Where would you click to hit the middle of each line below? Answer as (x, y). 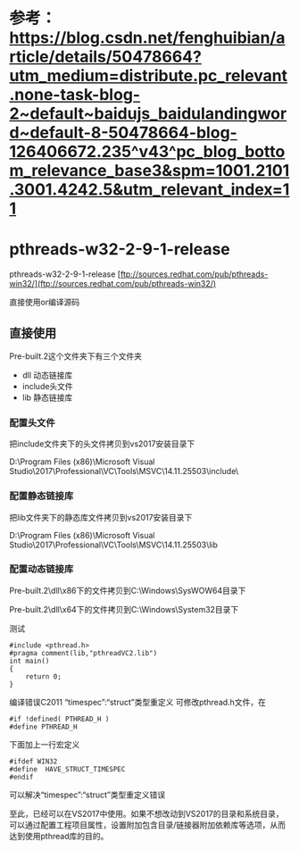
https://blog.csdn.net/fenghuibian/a (147, 38)
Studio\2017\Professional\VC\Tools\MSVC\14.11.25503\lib (114, 545)
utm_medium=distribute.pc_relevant (149, 76)
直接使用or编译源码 (45, 302)
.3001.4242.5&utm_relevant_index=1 (149, 190)
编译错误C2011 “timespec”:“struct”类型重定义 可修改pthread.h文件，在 (137, 702)
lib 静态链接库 (47, 397)
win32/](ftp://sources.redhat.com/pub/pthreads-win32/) (113, 284)
